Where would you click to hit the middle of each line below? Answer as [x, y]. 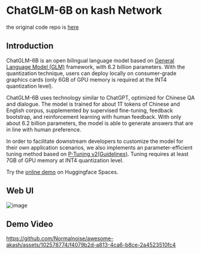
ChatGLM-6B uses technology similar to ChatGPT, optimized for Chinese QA [100, 97]
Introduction [30, 46]
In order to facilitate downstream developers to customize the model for [95, 141]
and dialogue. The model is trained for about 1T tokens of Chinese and [93, 104]
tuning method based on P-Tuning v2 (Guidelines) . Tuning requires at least [97, 154]
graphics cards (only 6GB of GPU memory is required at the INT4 [86, 79]
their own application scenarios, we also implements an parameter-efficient [100, 147]
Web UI [20, 191]
